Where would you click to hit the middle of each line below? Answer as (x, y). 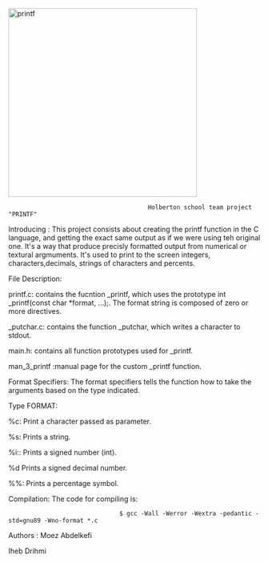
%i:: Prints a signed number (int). (63, 452)
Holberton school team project (200, 207)
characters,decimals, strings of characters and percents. (102, 263)
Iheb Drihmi (27, 551)
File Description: (35, 279)
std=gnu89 (25, 520)
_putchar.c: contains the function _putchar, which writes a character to (125, 327)
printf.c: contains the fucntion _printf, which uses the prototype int (117, 294)
